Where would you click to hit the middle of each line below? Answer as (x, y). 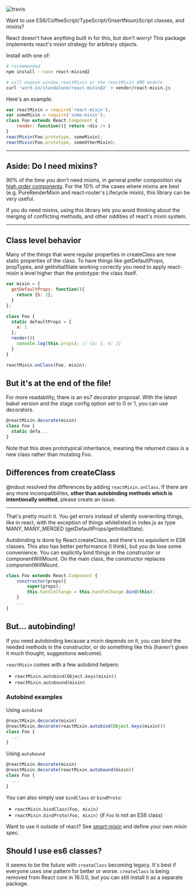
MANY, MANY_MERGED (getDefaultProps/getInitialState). (75, 529)
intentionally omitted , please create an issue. (61, 499)
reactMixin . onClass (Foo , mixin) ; (47, 365)
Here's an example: (29, 99)
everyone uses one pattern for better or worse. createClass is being (87, 871)
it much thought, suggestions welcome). (55, 653)
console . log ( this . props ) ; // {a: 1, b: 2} (69, 343)
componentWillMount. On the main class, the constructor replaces (86, 558)
